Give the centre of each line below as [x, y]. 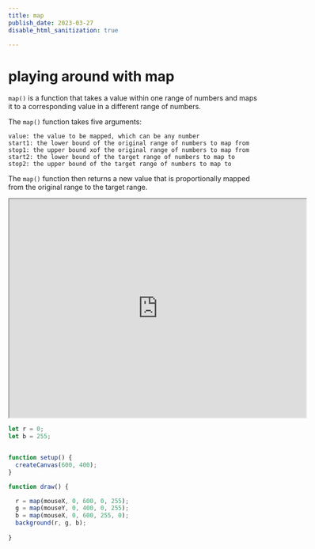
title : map [26, 15]
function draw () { [38, 487]
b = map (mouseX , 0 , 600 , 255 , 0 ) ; [72, 516]
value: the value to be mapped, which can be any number [104, 136]
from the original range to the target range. [78, 187]
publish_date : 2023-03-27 [51, 23]
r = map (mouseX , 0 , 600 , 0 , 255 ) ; [72, 501]
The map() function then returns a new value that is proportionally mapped [129, 179]
